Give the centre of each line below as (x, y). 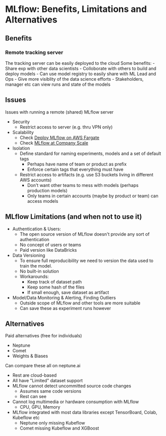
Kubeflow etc (26, 418)
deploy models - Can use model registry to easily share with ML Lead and (81, 74)
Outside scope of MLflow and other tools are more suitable (80, 303)
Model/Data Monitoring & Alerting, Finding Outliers (64, 297)
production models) (47, 190)
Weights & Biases (30, 356)
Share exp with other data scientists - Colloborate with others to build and (81, 68)
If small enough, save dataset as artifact (68, 292)
